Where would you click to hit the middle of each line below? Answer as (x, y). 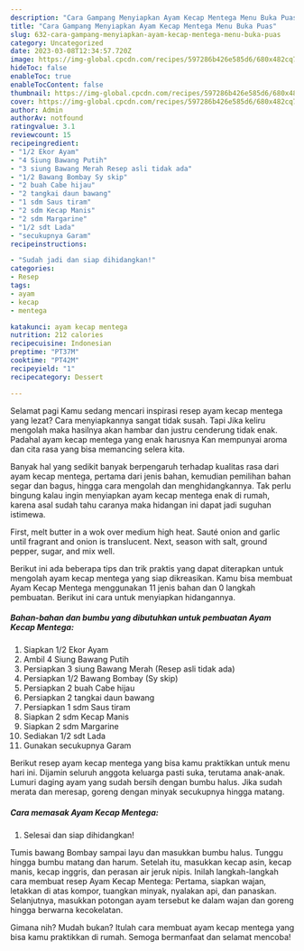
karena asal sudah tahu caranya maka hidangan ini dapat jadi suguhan (141, 505)
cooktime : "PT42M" (45, 361)
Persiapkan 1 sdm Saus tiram (77, 708)
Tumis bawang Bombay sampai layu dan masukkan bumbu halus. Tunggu (147, 853)
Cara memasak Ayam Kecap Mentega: (84, 813)
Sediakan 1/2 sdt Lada (64, 736)
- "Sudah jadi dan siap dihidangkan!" (83, 261)
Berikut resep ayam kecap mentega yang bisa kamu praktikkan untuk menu (150, 764)
